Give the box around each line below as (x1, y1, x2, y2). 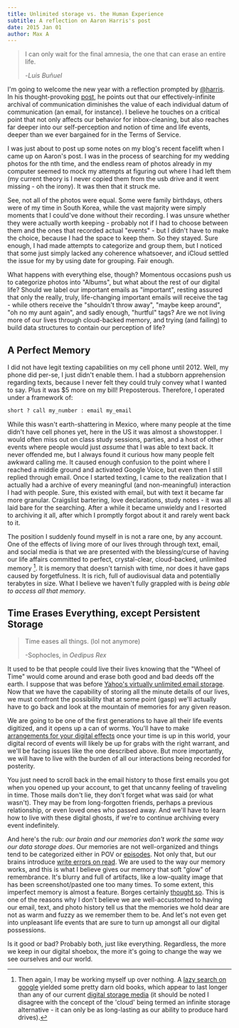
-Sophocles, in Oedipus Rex (24, 651, 107, 659)
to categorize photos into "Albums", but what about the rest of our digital (7, 278, 221, 287)
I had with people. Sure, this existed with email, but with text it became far (7, 488, 224, 496)
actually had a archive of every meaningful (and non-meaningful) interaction (7, 480, 231, 489)
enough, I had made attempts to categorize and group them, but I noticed (7, 242, 223, 250)
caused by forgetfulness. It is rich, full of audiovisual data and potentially (7, 571, 221, 580)
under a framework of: (7, 394, 73, 402)
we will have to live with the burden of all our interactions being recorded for (7, 754, 231, 763)
